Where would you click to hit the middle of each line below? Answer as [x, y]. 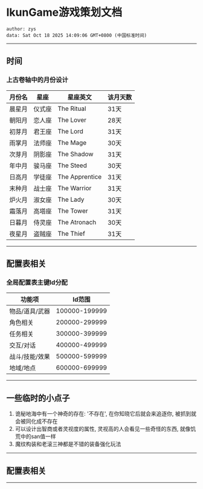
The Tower [73, 211]
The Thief [72, 233]
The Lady [71, 199]
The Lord [70, 131]
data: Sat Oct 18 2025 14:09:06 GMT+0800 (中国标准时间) [77, 35]
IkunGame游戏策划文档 [64, 12]
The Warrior [75, 188]
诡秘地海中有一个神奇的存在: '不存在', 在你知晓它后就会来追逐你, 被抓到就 [105, 414]
